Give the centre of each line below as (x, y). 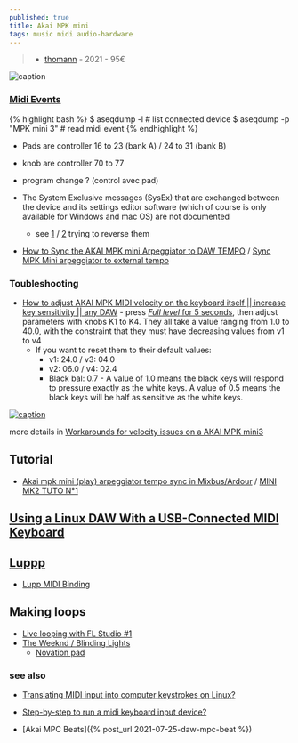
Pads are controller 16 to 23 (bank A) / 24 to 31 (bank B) (124, 145)
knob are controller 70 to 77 (73, 163)
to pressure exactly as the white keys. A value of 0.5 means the (165, 387)
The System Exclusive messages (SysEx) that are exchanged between (151, 198)
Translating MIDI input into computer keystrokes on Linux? (129, 695)
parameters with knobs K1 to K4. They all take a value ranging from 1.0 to (156, 321)
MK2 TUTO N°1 (50, 490)
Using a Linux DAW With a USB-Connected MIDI (144, 518)
